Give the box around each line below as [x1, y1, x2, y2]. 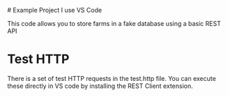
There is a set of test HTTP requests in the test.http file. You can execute [7, 74, 216, 82]
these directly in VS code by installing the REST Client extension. [7, 82, 193, 90]
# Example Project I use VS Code [7, 6, 102, 14]
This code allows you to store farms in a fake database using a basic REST [7, 20, 221, 27]
